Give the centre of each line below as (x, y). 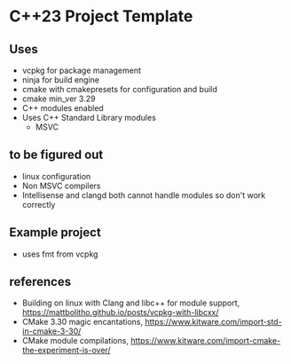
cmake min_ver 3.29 (59, 99)
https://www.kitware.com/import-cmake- (205, 341)
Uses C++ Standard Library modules (89, 118)
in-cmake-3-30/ (51, 331)
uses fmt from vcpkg (60, 254)
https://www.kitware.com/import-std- (213, 322)
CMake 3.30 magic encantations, (83, 322)
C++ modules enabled (63, 108)
